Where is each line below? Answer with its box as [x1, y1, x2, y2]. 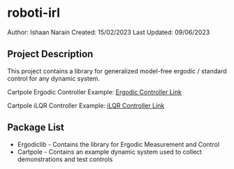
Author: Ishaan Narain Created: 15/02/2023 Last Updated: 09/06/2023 [7, 28, 210, 36]
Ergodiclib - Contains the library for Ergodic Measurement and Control [17, 140, 220, 148]
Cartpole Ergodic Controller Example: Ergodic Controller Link [7, 87, 182, 96]
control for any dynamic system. [7, 74, 100, 82]
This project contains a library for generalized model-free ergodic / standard [7, 66, 227, 75]
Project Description [7, 48, 94, 60]
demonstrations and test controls [17, 155, 113, 163]
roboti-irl [7, 5, 61, 21]
